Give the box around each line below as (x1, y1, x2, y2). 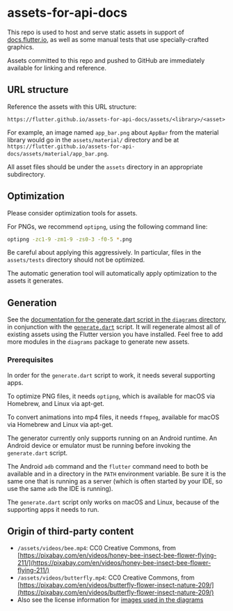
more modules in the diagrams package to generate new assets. (7, 338, 190, 346)
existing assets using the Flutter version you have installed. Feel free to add (7, 330, 223, 339)
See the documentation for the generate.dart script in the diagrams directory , (7, 315, 227, 324)
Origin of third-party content (7, 525, 134, 537)
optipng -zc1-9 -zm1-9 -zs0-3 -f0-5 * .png (7, 236, 132, 243)
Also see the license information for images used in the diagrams (17, 596, 204, 604)
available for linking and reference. (7, 63, 106, 72)
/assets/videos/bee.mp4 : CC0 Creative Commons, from (17, 544, 176, 552)
